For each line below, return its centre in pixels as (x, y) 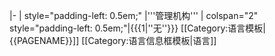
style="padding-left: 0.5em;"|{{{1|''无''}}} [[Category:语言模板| (137, 28)
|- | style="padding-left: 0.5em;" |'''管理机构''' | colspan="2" (134, 15)
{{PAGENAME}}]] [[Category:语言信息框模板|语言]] (113, 40)
